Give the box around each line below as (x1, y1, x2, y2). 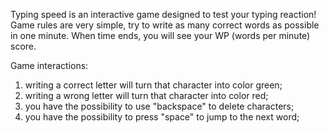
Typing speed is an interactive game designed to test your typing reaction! (10, 9, 317, 20)
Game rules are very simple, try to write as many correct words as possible (10, 19, 320, 31)
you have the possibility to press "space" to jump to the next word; (24, 111, 300, 123)
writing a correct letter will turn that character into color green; (24, 79, 283, 91)
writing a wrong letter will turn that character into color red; (24, 90, 269, 101)
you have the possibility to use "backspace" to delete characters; (24, 100, 295, 112)
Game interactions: (10, 60, 89, 71)
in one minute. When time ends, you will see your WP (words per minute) (10, 30, 311, 41)
